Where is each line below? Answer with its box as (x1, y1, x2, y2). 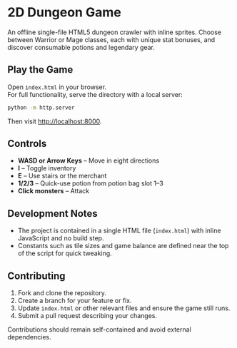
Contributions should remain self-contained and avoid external (7, 325, 191, 334)
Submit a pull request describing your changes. (17, 312, 158, 320)
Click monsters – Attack (17, 187, 90, 195)
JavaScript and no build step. (17, 234, 104, 242)
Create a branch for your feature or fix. (17, 297, 132, 305)
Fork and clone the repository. (17, 289, 107, 297)
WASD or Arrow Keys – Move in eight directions (17, 156, 159, 165)
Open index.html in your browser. (7, 83, 107, 91)
